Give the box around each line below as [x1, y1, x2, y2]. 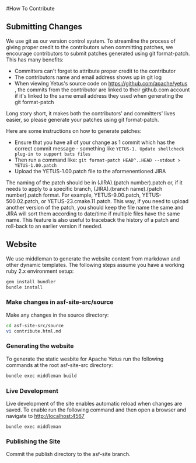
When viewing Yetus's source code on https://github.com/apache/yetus [14, 80, 188, 87]
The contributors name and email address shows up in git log [14, 73, 162, 81]
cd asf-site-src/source [6, 323, 64, 328]
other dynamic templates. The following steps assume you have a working [6, 261, 185, 268]
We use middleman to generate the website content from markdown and [6, 255, 180, 262]
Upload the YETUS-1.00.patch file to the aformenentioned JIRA [14, 167, 166, 174]
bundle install [6, 284, 43, 290]
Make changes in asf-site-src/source [6, 298, 114, 306]
